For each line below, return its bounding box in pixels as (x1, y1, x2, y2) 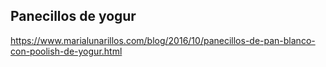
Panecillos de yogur (10, 8, 137, 25)
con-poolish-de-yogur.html (10, 45, 123, 57)
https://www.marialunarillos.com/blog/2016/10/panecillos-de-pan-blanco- (10, 34, 316, 46)
